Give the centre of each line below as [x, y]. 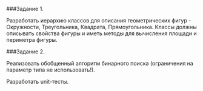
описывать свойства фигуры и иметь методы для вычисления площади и [101, 33]
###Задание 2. [25, 52]
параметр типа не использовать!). [51, 70]
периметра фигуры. [32, 40]
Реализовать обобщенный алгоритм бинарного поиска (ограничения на [100, 63]
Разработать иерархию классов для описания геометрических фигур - [99, 20]
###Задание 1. [25, 9]
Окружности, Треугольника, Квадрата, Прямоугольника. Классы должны [101, 27]
